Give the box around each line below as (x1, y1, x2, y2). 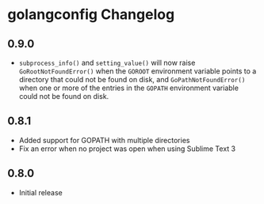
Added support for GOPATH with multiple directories (18, 135, 190, 145)
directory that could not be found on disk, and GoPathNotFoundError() (18, 75, 246, 84)
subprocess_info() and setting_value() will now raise (18, 58, 196, 67)
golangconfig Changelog (7, 6, 175, 24)
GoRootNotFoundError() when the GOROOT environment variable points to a (18, 66, 257, 76)
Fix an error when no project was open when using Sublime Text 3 (18, 144, 235, 153)
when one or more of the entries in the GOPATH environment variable (18, 83, 239, 93)
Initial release (18, 187, 63, 197)
